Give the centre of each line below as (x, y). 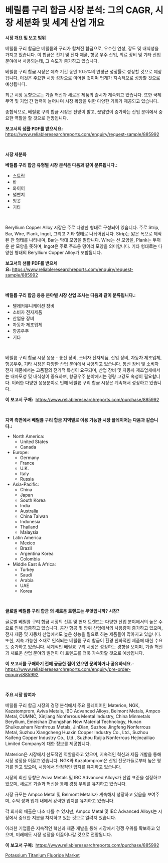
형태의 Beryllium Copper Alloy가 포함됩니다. (58, 252)
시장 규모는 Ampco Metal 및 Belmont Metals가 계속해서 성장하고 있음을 (76, 794)
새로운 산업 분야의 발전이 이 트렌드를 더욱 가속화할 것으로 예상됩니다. (77, 653)
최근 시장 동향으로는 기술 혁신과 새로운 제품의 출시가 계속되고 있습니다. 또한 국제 (83, 95)
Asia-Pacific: (26, 484)
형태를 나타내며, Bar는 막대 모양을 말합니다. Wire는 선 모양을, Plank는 (84, 240)
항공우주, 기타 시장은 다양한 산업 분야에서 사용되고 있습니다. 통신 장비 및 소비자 (82, 364)
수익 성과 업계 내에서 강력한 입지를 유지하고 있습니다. (63, 800)
